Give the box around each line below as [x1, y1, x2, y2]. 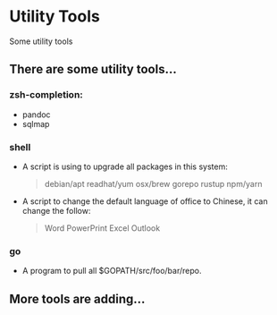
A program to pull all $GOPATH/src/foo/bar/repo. [21, 266, 202, 277]
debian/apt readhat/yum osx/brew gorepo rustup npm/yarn [44, 178, 263, 189]
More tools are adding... [9, 291, 146, 306]
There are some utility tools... [9, 62, 177, 77]
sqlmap [21, 118, 50, 129]
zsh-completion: [9, 89, 83, 101]
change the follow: [21, 205, 91, 216]
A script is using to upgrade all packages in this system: [21, 161, 228, 172]
